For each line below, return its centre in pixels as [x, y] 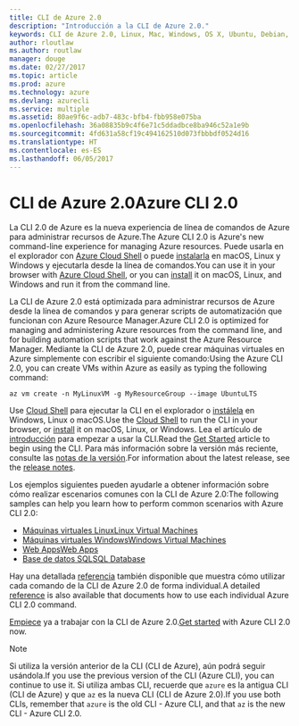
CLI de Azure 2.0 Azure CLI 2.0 [124, 203]
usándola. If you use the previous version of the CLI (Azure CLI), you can [142, 676]
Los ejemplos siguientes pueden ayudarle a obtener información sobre [139, 485]
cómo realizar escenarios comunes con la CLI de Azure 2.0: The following [144, 494]
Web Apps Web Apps [60, 549]
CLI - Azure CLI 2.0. [46, 713]
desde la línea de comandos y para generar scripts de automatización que [146, 311]
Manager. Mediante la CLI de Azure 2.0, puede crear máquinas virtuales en [147, 349]
